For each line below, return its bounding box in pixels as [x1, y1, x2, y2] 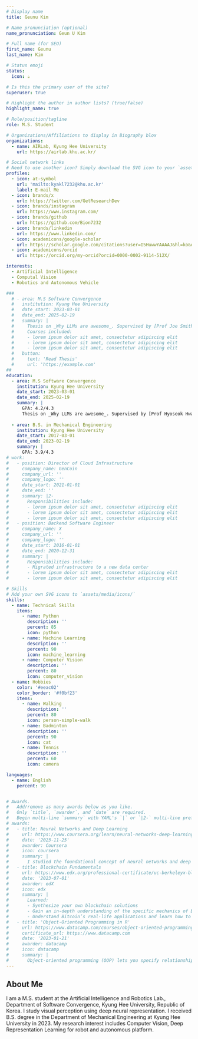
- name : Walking [21, 701, 62, 707]
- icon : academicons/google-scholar [11, 236, 101, 242]
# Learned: [6, 897, 49, 903]
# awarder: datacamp [6, 941, 67, 947]
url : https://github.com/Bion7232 [16, 220, 101, 226]
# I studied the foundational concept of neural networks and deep [6, 859, 192, 865]
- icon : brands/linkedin [11, 225, 72, 231]
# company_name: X [6, 526, 62, 532]
